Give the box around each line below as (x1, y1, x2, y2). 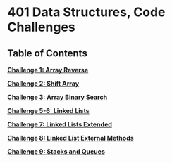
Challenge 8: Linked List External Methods (7, 134, 134, 142)
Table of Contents (7, 47, 88, 59)
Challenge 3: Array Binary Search (7, 93, 108, 101)
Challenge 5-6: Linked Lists (7, 107, 90, 115)
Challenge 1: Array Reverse (7, 66, 89, 74)
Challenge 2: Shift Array (7, 79, 80, 88)
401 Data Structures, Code (7, 4, 166, 20)
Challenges (7, 19, 75, 35)
